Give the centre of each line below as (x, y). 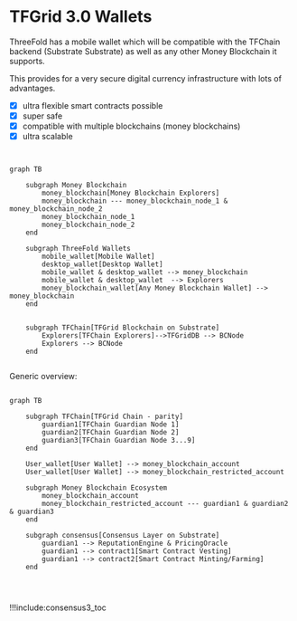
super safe (42, 116)
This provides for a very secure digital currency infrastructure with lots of (146, 78)
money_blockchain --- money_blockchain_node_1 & (135, 201)
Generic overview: (43, 377)
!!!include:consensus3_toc (58, 607)
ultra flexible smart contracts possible (93, 105)
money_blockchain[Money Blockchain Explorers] (131, 193)
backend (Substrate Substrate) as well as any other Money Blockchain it (143, 51)
